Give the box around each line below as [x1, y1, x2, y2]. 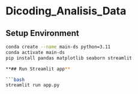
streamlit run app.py [5, 82, 60, 88]
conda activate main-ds [5, 49, 65, 55]
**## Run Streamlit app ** [5, 66, 70, 72]
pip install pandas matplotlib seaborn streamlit [5, 55, 133, 61]
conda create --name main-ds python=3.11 [5, 44, 111, 50]
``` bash [5, 77, 25, 83]
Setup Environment [5, 28, 79, 38]
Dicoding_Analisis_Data [5, 4, 127, 18]
